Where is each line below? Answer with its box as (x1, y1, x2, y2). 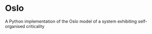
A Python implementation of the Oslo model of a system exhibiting (5, 18, 137, 24)
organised (5, 23, 25, 29)
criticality (26, 23, 45, 29)
